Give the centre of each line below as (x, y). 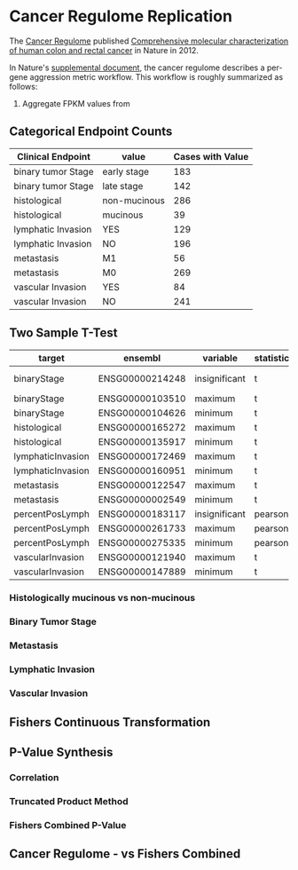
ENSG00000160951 (142, 471)
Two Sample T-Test (63, 333)
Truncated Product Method (69, 801)
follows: (24, 86)
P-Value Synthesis (61, 752)
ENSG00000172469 (142, 456)
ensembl (142, 358)
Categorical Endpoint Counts (91, 132)
